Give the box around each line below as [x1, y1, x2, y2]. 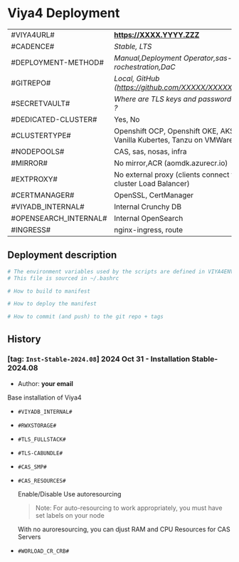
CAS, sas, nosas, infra [113, 146, 187, 156]
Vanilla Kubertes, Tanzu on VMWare [113, 135, 233, 145]
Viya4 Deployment [7, 5, 120, 21]
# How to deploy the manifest [7, 301, 97, 308]
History [7, 333, 41, 345]
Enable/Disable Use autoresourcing [17, 489, 122, 498]
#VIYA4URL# [11, 30, 55, 40]
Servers [17, 532, 41, 541]
